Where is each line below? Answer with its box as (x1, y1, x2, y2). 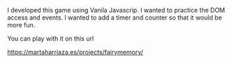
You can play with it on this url (7, 34, 94, 43)
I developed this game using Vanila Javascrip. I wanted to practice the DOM (7, 6, 226, 14)
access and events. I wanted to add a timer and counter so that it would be (7, 13, 222, 22)
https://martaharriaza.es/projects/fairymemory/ (7, 48, 143, 56)
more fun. (7, 21, 36, 29)
